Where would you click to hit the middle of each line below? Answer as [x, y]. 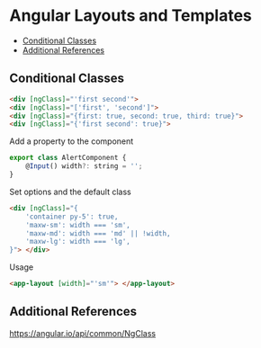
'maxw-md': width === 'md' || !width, [98, 233]
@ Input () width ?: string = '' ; [84, 166]
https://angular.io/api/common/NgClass [82, 333]
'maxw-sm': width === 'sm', [78, 225]
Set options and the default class [71, 192]
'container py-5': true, [72, 217]
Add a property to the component [72, 141]
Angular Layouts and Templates [130, 16]
